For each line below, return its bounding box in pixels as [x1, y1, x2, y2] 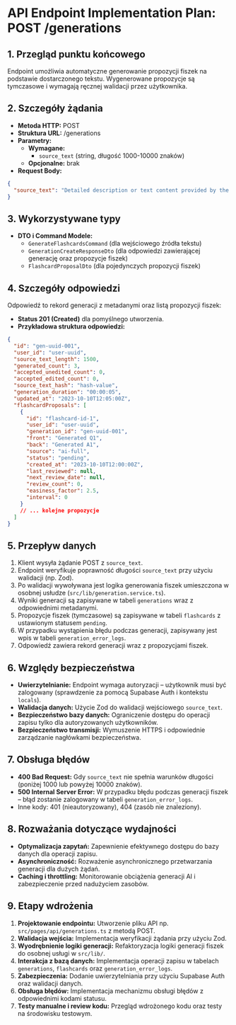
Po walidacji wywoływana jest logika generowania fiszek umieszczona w [17, 581, 230, 590]
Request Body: [17, 166, 62, 175]
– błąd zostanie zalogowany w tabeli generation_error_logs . [17, 795, 193, 803]
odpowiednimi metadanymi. [17, 604, 99, 612]
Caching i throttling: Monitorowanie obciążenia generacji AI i [17, 872, 196, 881]
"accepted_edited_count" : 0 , [13, 375, 100, 383]
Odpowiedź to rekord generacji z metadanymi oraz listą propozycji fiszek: [7, 301, 222, 309]
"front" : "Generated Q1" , [25, 435, 102, 442]
